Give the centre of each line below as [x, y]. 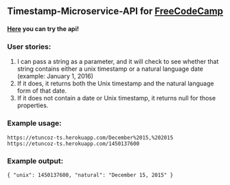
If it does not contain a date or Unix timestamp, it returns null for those [116, 98]
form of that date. [42, 91]
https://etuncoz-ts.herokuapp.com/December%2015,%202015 [90, 138]
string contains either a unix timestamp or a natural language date [110, 69]
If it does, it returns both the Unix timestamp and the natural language [115, 84]
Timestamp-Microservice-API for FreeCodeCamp [115, 11]
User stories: [29, 46]
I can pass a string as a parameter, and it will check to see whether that [118, 62]
